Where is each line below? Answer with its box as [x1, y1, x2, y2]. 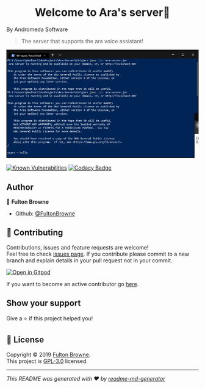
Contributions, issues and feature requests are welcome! [6, 243, 149, 251]
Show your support [6, 298, 81, 309]
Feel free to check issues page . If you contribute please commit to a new [6, 250, 190, 257]
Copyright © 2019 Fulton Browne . [6, 351, 91, 358]
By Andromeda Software [6, 26, 68, 33]
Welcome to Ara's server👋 [34, 5, 171, 20]
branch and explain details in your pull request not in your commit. [6, 256, 173, 264]
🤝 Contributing [6, 228, 63, 238]
